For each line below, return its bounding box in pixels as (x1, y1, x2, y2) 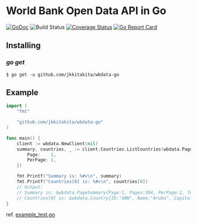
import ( (6, 103, 28, 109)
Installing (6, 41, 41, 51)
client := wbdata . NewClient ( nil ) (16, 141, 98, 146)
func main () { (6, 135, 41, 141)
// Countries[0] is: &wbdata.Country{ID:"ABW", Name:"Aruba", (16, 195, 172, 201)
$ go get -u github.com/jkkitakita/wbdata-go (6, 72, 119, 78)
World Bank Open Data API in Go (6, 4, 167, 18)
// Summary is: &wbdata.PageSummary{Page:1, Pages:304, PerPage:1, (16, 189, 185, 195)
